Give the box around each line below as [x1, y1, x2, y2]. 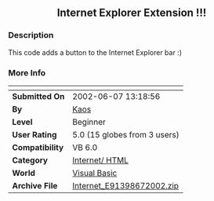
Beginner [72, 116, 106, 127]
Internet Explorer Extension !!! [56, 6, 207, 20]
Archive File [12, 180, 58, 191]
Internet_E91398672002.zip [72, 180, 179, 191]
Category [12, 155, 49, 166]
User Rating [12, 129, 57, 140]
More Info [8, 67, 46, 78]
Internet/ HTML [72, 155, 129, 166]
